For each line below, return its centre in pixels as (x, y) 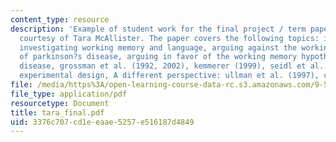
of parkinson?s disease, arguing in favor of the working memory (158, 57)
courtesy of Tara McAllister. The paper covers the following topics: (169, 38)
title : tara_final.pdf (57, 112)
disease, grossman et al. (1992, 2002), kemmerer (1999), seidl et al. (172, 66)
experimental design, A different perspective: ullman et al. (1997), (169, 76)
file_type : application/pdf (69, 94)
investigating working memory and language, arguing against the (158, 47)
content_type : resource (60, 19)
